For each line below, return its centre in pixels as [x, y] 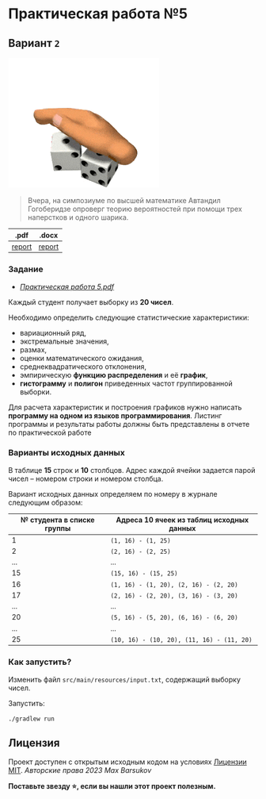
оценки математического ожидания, [82, 358]
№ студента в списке [58, 520]
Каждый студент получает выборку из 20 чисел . [91, 302]
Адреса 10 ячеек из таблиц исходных [182, 520]
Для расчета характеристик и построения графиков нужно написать [125, 407]
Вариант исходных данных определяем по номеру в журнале [113, 494]
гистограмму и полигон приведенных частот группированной [126, 383]
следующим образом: [46, 502]
